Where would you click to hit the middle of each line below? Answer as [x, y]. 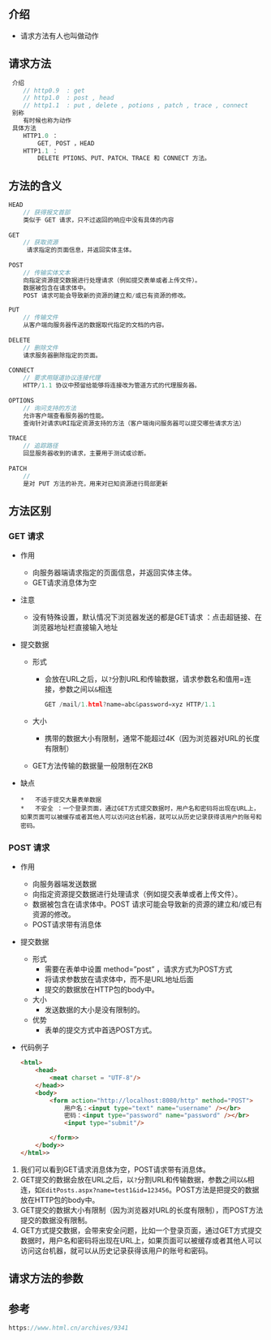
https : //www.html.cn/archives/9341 [69, 1328]
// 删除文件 [41, 347]
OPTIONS [22, 400]
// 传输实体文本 [47, 273]
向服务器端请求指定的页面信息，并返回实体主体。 [114, 573]
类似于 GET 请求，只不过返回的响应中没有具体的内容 [99, 220]
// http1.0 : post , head [69, 98]
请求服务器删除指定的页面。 [62, 355]
